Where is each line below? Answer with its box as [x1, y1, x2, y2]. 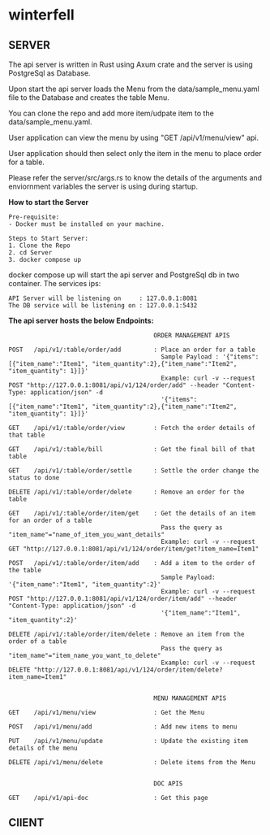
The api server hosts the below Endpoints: [8, 315, 154, 325]
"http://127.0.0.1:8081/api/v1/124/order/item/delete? [33, 666, 223, 674]
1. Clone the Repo [8, 241, 71, 250]
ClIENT [8, 815, 45, 830]
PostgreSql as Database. [8, 68, 91, 78]
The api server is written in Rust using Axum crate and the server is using [8, 59, 253, 69]
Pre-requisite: [8, 213, 60, 221]
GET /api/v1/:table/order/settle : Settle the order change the [8, 467, 259, 475]
